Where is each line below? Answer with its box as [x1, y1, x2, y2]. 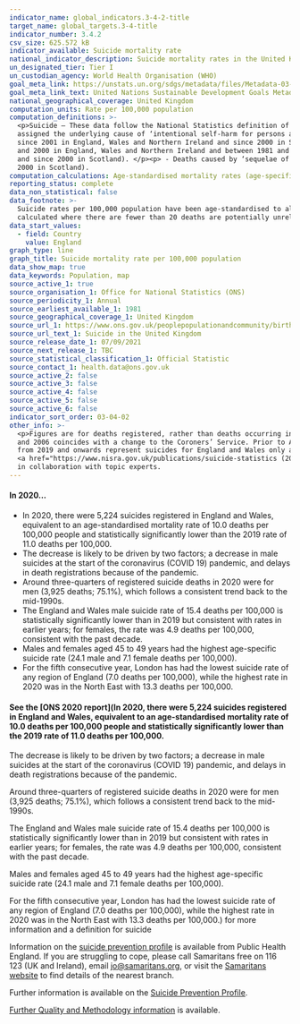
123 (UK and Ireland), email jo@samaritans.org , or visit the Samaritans [9, 960, 267, 971]
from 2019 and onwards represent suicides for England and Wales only [17, 446, 286, 455]
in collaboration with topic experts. [17, 463, 162, 472]
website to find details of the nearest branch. [9, 970, 175, 981]
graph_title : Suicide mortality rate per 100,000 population [9, 254, 242, 264]
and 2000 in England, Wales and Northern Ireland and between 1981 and [17, 146, 290, 155]
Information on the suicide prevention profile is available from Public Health [9, 942, 287, 952]
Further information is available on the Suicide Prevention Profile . [9, 987, 248, 998]
